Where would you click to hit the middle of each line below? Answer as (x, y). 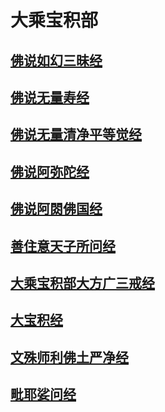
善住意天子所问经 (63, 246)
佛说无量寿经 (50, 97)
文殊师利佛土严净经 (69, 357)
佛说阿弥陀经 (50, 171)
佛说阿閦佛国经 (56, 209)
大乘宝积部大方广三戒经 (82, 282)
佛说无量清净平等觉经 (76, 134)
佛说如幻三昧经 (56, 60)
